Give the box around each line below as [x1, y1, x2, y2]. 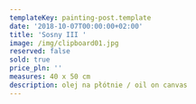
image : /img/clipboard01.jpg [9, 38, 119, 48]
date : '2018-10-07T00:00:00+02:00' [9, 22, 144, 31]
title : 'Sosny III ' [9, 30, 88, 39]
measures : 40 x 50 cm [9, 72, 91, 81]
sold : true [9, 55, 51, 64]
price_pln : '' [9, 64, 63, 73]
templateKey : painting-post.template [9, 13, 152, 23]
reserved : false [9, 47, 70, 56]
